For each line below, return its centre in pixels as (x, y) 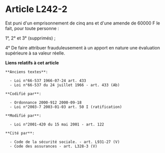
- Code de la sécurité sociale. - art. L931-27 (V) (65, 142)
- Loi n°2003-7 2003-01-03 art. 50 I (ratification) (66, 107)
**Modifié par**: (23, 115)
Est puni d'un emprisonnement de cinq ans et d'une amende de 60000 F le (83, 23)
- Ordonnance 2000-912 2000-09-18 (46, 102)
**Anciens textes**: (27, 72)
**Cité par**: (20, 133)
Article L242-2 (36, 9)
